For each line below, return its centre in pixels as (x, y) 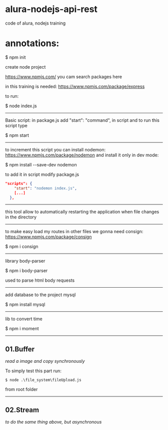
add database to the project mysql (40, 295)
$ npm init (15, 57)
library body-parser (25, 261)
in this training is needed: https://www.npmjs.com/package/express (75, 86)
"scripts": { (19, 183)
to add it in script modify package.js (42, 174)
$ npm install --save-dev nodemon (41, 164)
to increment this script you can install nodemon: (55, 149)
